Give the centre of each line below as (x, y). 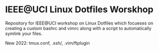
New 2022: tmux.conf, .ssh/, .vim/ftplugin (48, 43)
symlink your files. (24, 33)
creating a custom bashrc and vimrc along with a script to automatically (78, 28)
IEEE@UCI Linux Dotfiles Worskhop (79, 10)
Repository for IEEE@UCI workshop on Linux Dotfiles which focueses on (79, 23)
